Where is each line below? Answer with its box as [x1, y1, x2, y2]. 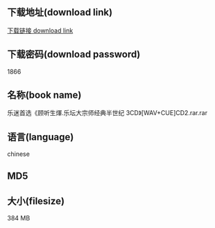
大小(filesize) [7, 195, 64, 207]
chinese [7, 150, 30, 158]
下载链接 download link [7, 26, 74, 35]
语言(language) [7, 131, 74, 143]
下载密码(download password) [7, 49, 141, 60]
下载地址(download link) [7, 6, 113, 19]
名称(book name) [7, 89, 82, 101]
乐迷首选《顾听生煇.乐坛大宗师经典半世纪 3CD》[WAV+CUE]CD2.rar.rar [7, 109, 208, 117]
